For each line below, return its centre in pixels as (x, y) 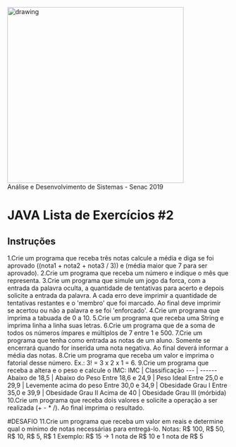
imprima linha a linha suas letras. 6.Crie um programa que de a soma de (111, 325)
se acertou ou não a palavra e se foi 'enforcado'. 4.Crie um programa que (114, 310)
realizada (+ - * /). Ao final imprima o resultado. (76, 408)
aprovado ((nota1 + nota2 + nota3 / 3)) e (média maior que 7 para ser (107, 265)
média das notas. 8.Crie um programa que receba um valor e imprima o (111, 355)
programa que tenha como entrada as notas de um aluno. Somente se (109, 340)
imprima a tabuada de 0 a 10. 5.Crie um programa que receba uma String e (116, 318)
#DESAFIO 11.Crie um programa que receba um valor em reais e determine (116, 421)
